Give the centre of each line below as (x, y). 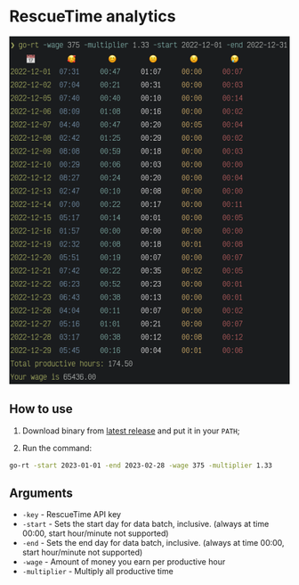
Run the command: (57, 448)
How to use (41, 409)
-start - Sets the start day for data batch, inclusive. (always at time (145, 524)
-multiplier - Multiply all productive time (97, 572)
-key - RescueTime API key (72, 515)
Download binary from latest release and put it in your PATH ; (131, 431)
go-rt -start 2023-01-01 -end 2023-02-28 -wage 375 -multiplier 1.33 (141, 466)
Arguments (41, 494)
